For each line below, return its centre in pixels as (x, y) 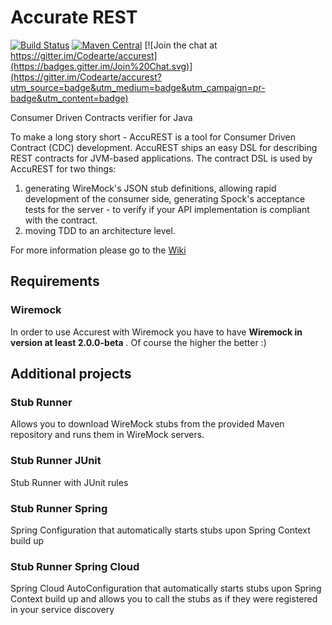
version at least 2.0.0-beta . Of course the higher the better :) (138, 342)
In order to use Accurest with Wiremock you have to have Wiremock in (156, 332)
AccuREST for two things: (63, 168)
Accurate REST (74, 17)
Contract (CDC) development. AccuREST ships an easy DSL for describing (164, 147)
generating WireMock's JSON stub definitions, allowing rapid (150, 188)
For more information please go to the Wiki (98, 250)
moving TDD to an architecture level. (100, 230)
